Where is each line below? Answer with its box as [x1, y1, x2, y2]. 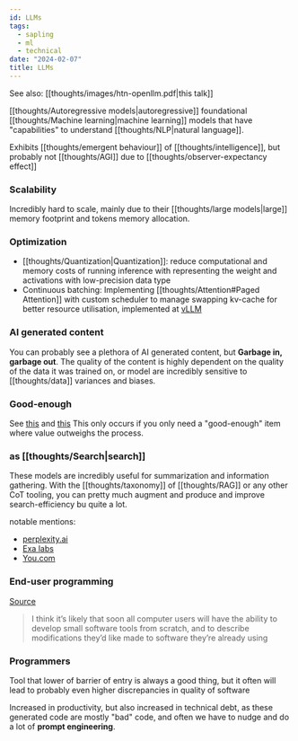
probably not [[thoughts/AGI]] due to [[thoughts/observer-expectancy [9, 151, 267, 162]
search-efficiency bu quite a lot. [9, 499, 127, 510]
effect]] [9, 161, 38, 172]
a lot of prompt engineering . [9, 720, 116, 732]
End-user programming [9, 576, 114, 588]
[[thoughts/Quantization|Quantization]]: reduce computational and [22, 256, 267, 267]
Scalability [9, 183, 57, 196]
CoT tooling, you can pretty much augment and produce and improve [9, 490, 265, 500]
